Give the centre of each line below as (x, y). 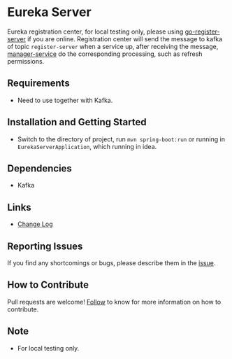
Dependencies (39, 168)
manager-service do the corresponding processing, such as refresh (105, 54)
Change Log (35, 224)
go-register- (202, 31)
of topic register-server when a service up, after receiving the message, (113, 46)
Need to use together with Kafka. (65, 100)
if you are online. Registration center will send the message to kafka (125, 38)
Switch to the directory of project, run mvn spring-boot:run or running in (121, 139)
